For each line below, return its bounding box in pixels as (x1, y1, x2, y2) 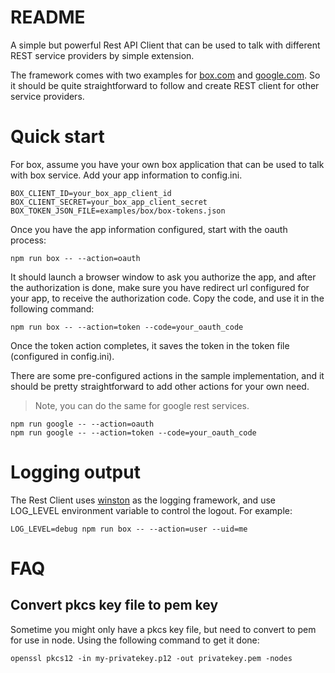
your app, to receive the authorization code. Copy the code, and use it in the (10, 292, 325, 304)
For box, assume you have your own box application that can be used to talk (10, 158, 325, 170)
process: (10, 234, 47, 246)
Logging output (10, 461, 141, 484)
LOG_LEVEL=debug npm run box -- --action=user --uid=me (10, 524, 248, 534)
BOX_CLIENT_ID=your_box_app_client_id (10, 188, 172, 198)
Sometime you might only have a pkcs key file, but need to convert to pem (10, 623, 317, 635)
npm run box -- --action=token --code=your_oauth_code (10, 322, 244, 332)
